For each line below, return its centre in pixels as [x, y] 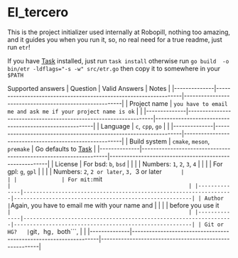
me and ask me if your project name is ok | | [75, 111]
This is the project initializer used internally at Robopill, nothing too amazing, [119, 32]
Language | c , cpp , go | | [135, 126]
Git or [214, 225]
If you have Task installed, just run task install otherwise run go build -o [118, 60]
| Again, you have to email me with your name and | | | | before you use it [113, 205]
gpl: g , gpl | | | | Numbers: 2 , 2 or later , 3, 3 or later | [96, 171]
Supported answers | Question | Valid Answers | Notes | [89, 88]
